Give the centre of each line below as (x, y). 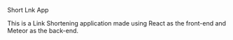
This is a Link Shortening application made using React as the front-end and (116, 23)
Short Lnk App (28, 10)
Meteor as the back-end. (43, 31)
